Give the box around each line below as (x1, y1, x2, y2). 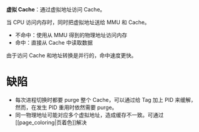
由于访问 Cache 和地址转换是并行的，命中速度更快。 (6, 52, 137, 59)
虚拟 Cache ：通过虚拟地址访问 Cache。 (6, 6, 106, 13)
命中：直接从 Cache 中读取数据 (15, 39, 93, 46)
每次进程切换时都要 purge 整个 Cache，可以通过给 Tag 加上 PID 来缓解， (15, 96, 197, 103)
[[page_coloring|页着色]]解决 (15, 119, 87, 126)
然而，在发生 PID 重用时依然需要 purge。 (15, 104, 118, 111)
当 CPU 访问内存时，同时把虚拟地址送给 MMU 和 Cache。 (6, 19, 150, 26)
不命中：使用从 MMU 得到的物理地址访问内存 (15, 31, 128, 39)
